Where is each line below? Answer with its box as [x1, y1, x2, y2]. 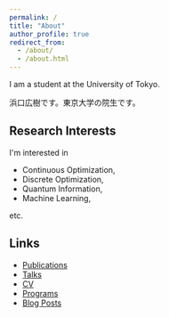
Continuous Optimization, [21, 164, 116, 175]
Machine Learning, [21, 192, 92, 203]
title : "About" [9, 21, 66, 30]
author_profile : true [9, 29, 90, 38]
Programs [21, 288, 59, 298]
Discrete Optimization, [21, 174, 104, 184]
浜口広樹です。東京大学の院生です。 [9, 97, 141, 108]
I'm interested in [9, 147, 68, 158]
